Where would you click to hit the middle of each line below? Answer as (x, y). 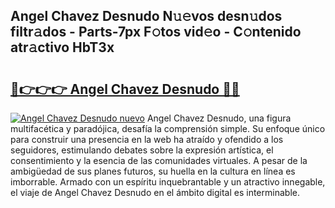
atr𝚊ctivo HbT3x (62, 47)
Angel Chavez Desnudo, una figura (219, 118)
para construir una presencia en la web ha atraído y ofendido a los (147, 139)
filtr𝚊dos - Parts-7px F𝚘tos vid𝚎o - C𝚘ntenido (156, 32)
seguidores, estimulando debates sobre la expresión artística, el (142, 150)
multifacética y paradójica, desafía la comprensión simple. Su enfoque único (168, 128)
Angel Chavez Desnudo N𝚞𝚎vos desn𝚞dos (146, 16)
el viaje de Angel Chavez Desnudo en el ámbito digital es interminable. (155, 192)
